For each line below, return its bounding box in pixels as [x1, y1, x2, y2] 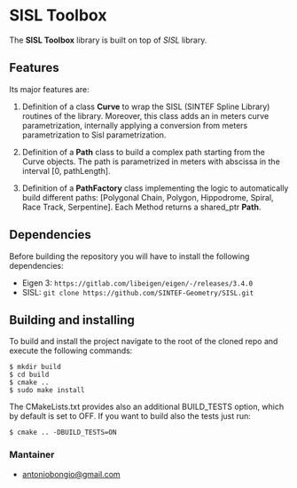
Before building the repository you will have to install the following [9, 250, 250, 262]
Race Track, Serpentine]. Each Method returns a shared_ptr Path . [21, 201, 262, 212]
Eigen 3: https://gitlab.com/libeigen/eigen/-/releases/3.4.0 [21, 277, 254, 288]
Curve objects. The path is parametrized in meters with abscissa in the [21, 156, 281, 167]
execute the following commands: [9, 345, 133, 356]
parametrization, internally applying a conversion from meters [21, 120, 248, 130]
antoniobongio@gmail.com [21, 468, 121, 479]
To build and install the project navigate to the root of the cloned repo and [9, 336, 278, 347]
